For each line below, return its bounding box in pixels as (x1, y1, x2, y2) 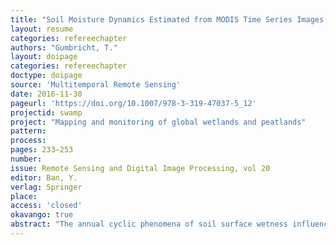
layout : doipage (10, 52, 78, 62)
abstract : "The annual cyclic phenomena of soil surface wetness (10, 219, 288, 230)
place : (10, 191, 38, 201)
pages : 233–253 (10, 145, 74, 155)
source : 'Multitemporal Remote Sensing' (10, 80, 182, 90)
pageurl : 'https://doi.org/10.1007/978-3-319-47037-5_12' (10, 98, 257, 108)
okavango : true (10, 210, 74, 220)
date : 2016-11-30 (10, 89, 83, 99)
